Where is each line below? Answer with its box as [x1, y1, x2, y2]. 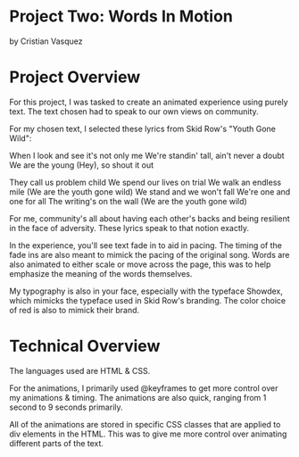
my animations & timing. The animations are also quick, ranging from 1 [9, 392, 267, 403]
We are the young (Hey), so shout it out [9, 159, 154, 170]
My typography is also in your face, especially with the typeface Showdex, [9, 286, 283, 296]
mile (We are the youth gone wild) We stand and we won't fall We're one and [9, 186, 291, 197]
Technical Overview [9, 337, 161, 356]
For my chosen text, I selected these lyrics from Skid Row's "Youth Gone [9, 123, 277, 134]
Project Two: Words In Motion [9, 6, 234, 27]
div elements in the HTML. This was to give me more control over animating [9, 428, 287, 439]
